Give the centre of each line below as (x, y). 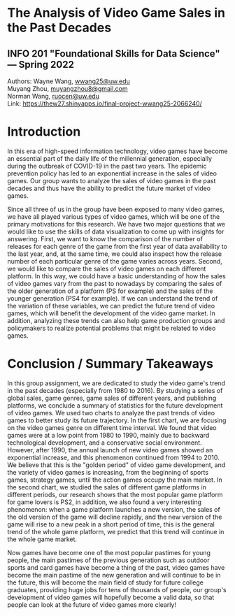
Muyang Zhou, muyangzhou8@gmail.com (67, 88)
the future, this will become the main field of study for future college (106, 582)
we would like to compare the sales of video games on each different (107, 268)
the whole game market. (42, 539)
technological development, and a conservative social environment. (105, 443)
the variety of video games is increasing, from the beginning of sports (108, 472)
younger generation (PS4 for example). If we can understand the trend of (113, 298)
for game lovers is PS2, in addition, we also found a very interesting (104, 502)
